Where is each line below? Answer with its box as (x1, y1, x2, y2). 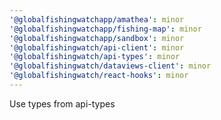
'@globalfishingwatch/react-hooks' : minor (9, 71, 189, 81)
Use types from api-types (9, 97, 116, 110)
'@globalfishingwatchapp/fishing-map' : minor (9, 24, 202, 34)
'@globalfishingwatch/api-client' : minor (9, 42, 185, 53)
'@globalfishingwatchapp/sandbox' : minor (9, 33, 185, 43)
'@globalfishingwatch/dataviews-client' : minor (9, 61, 212, 71)
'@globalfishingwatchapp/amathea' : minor (9, 14, 185, 25)
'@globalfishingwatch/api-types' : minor (9, 52, 181, 62)
